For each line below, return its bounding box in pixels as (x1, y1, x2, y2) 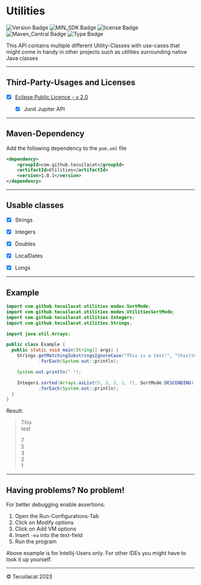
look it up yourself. (6, 556, 52, 563)
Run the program (14, 538, 57, 545)
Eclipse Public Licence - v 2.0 (14, 93, 89, 100)
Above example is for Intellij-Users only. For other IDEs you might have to (6, 550, 187, 557)
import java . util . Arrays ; (6, 330, 71, 337)
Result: (6, 408, 23, 415)
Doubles (14, 240, 36, 247)
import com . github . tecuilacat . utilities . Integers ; (6, 314, 135, 320)
